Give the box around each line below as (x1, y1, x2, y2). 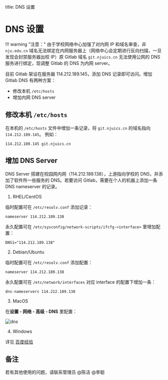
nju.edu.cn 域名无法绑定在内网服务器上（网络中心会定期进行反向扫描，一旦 (5, 47, 162, 54)
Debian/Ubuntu (12, 249, 44, 255)
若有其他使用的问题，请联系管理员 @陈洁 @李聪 (5, 369, 105, 375)
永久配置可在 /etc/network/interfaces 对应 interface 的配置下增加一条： (5, 279, 156, 285)
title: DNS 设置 (5, 4, 35, 10)
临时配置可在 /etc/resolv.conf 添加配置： (5, 259, 93, 265)
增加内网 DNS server (12, 94, 56, 100)
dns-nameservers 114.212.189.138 (5, 289, 76, 294)
